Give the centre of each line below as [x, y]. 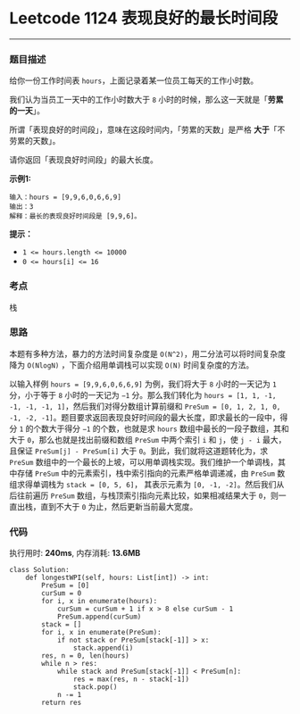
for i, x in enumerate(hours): [100, 602]
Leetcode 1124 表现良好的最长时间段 [144, 18]
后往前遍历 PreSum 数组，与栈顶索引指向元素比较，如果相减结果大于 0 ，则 [144, 495]
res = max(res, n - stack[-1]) [131, 679]
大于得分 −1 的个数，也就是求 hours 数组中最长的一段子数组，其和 [169, 428]
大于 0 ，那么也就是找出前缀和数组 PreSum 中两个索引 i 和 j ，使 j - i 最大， [148, 439]
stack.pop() [95, 687]
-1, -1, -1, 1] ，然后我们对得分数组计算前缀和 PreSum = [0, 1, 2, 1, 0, [145, 406]
